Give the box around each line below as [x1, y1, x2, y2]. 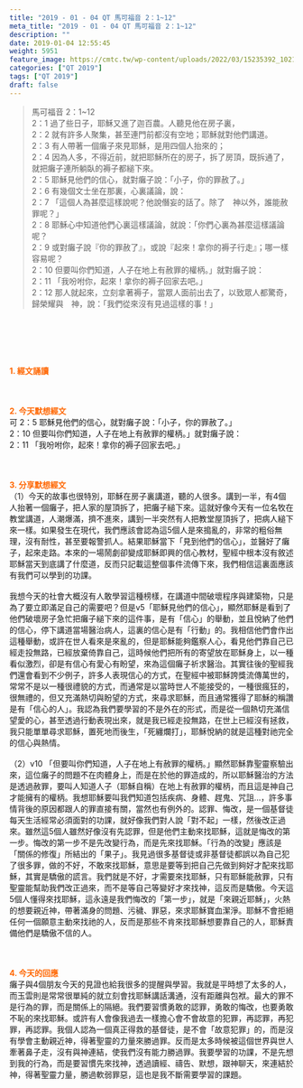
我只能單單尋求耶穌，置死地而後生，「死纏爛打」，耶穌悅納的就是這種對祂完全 [9, 726, 294, 737]
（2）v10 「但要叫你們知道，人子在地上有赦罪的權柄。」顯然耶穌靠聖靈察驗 [9, 758, 286, 768]
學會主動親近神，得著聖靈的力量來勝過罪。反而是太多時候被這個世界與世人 [16, 1035, 294, 1046]
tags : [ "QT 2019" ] [9, 72, 78, 81]
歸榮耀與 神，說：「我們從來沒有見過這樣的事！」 [31, 298, 218, 309]
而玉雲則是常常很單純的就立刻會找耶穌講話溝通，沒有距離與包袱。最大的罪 [9, 990, 286, 1000]
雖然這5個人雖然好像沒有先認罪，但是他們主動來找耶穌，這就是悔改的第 [24, 825, 291, 836]
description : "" [9, 30, 70, 39]
